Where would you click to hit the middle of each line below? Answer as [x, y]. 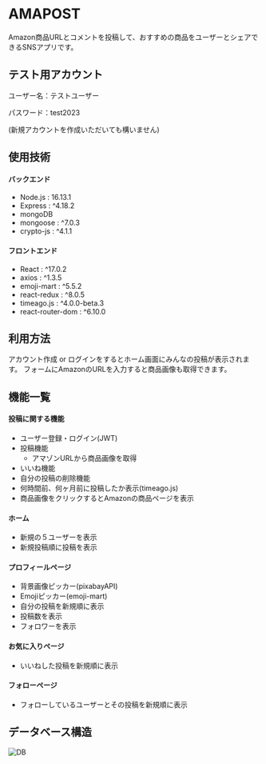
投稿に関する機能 [36, 419]
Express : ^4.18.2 [47, 206]
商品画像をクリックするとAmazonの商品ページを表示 [107, 498]
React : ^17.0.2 [43, 269]
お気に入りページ [36, 646]
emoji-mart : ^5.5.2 [51, 286]
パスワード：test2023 [44, 112]
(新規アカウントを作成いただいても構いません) [84, 130]
